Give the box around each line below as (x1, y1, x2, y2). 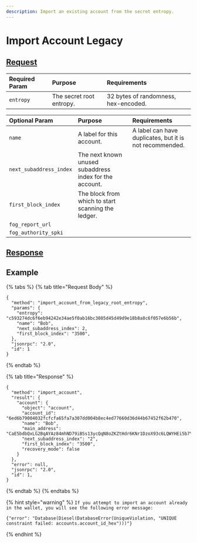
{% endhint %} (6, 531, 42, 538)
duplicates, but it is (132, 134, 185, 142)
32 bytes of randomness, (106, 92, 176, 100)
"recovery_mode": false (21, 446, 80, 452)
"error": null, (11, 461, 49, 468)
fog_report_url (9, 221, 52, 228)
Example (6, 268, 39, 278)
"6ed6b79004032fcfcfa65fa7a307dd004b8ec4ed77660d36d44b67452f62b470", (6, 415, 182, 421)
